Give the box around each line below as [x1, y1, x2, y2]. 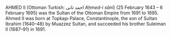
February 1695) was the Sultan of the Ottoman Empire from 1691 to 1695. [5, 10, 159, 16]
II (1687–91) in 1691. [5, 26, 46, 32]
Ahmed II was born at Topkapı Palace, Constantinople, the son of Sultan [5, 15, 158, 21]
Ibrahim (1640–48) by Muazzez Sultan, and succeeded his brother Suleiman [5, 21, 166, 27]
